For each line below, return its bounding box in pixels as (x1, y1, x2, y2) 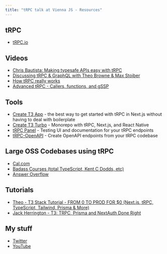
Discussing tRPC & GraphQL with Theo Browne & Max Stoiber (12, 72, 140, 78)
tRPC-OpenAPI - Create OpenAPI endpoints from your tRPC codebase (12, 133, 158, 139)
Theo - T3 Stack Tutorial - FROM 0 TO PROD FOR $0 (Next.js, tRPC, (12, 199, 153, 205)
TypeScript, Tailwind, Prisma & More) (12, 204, 90, 210)
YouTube (12, 243, 31, 249)
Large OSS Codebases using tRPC (5, 147, 114, 156)
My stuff (5, 224, 33, 233)
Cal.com (12, 160, 30, 166)
